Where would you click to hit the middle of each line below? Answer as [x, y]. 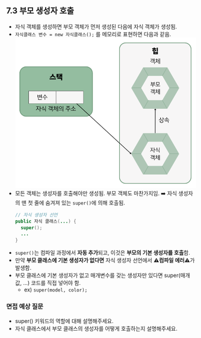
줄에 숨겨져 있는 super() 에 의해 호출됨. [79, 203]
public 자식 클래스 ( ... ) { [45, 221]
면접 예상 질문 [25, 307]
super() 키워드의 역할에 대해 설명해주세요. [64, 321]
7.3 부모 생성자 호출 [40, 11]
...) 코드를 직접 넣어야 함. [52, 283]
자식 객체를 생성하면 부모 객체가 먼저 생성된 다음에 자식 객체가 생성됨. [96, 27]
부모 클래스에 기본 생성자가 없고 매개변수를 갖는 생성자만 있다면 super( [97, 275]
